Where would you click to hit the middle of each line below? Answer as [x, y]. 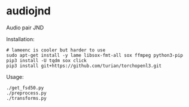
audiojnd [28, 11]
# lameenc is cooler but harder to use [56, 50]
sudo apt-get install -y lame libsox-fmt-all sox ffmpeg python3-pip [95, 55]
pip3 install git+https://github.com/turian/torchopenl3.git [84, 66]
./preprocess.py [26, 93]
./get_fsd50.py [25, 88]
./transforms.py [26, 98]
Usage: [15, 77]
